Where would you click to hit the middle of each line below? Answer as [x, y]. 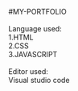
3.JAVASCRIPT [33, 54]
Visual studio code [39, 80]
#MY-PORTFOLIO [37, 12]
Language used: [35, 29]
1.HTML [21, 37]
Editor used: [28, 71]
